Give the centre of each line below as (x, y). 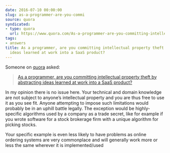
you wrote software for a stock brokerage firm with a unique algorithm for (82, 119)
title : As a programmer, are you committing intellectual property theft (85, 48)
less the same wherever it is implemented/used (54, 145)
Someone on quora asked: (33, 67)
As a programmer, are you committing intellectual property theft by (87, 77)
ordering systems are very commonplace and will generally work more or (81, 140)
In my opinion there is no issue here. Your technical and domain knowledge (83, 92)
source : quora (20, 19)
